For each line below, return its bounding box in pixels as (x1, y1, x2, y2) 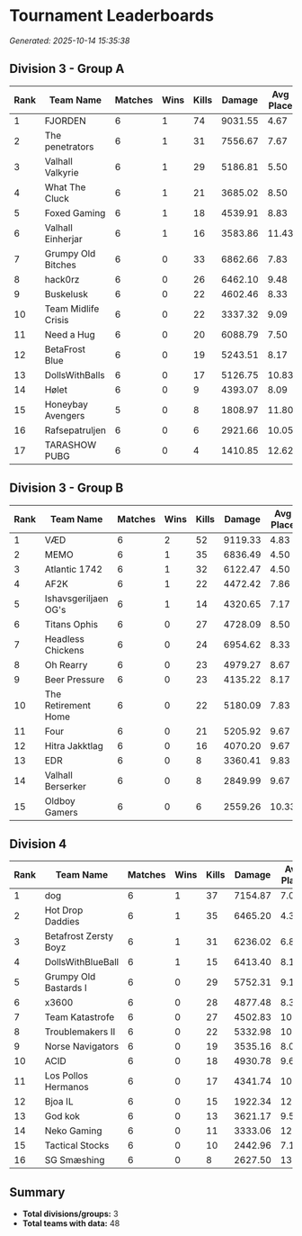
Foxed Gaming (44, 206, 106, 219)
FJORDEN (44, 114, 87, 127)
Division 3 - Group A (9, 61, 125, 77)
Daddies (44, 916, 80, 928)
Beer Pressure (44, 672, 105, 685)
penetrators (44, 140, 94, 153)
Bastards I (44, 982, 87, 995)
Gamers (44, 806, 78, 818)
